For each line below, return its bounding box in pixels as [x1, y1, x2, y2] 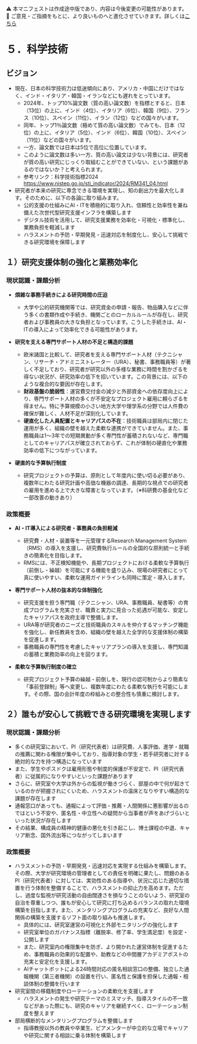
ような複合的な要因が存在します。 [23, 380, 106, 388]
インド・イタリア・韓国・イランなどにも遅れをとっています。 [25, 92, 173, 99]
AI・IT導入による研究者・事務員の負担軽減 [14, 524, 118, 531]
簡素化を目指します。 [34, 551, 85, 559]
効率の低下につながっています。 [23, 447, 101, 454]
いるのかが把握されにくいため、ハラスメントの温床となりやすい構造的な [14, 787, 190, 795]
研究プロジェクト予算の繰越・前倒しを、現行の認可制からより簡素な [23, 675, 189, 682]
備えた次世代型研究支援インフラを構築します [23, 209, 132, 216]
